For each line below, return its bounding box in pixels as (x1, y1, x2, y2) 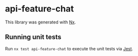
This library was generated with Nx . (5, 19, 76, 25)
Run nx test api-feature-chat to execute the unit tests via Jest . (5, 45, 133, 51)
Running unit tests (5, 33, 61, 41)
